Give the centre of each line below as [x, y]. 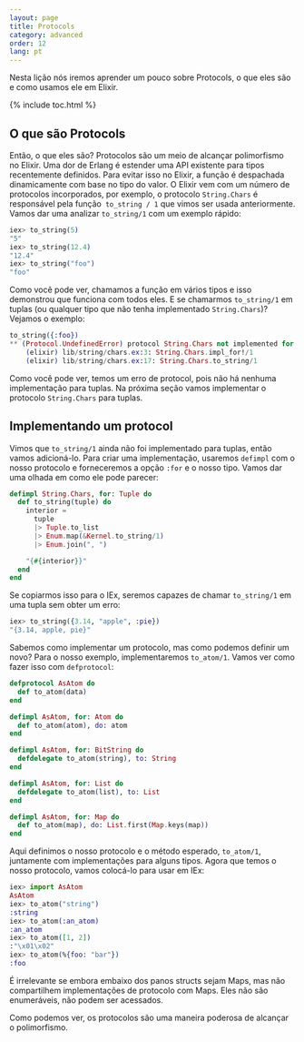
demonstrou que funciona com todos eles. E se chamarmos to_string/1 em [151, 299]
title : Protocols [42, 26]
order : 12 [28, 43]
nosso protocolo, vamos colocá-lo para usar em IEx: [107, 871]
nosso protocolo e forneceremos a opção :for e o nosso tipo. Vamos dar [146, 467]
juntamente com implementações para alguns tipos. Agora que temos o [143, 861]
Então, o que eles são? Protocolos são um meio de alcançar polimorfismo [147, 155]
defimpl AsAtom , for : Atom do [67, 717]
